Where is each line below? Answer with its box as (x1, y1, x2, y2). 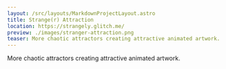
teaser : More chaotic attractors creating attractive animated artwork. (7, 36, 220, 42)
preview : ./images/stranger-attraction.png (7, 29, 134, 36)
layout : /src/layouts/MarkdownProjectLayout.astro (7, 10, 156, 17)
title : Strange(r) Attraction (7, 16, 94, 23)
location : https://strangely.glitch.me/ (7, 23, 125, 29)
